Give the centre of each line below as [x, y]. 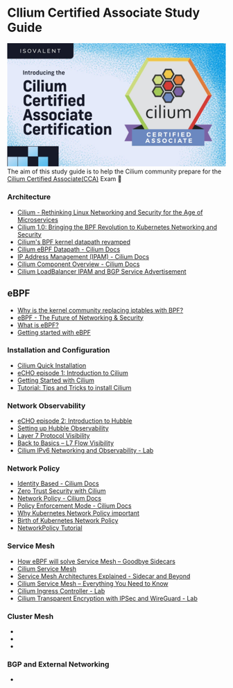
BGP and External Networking [58, 664]
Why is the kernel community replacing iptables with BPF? [100, 310]
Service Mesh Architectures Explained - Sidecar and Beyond [104, 576]
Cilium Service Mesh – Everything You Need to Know [93, 584]
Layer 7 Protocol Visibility [53, 436]
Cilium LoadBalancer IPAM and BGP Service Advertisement [102, 271]
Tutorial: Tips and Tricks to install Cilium [74, 387]
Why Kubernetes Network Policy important [78, 513]
